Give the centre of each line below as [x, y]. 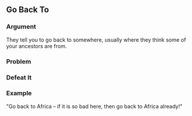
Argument [21, 27]
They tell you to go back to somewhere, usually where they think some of [96, 40]
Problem [19, 61]
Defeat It [19, 77]
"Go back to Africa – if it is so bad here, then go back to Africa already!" [95, 106]
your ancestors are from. [37, 46]
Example [19, 93]
